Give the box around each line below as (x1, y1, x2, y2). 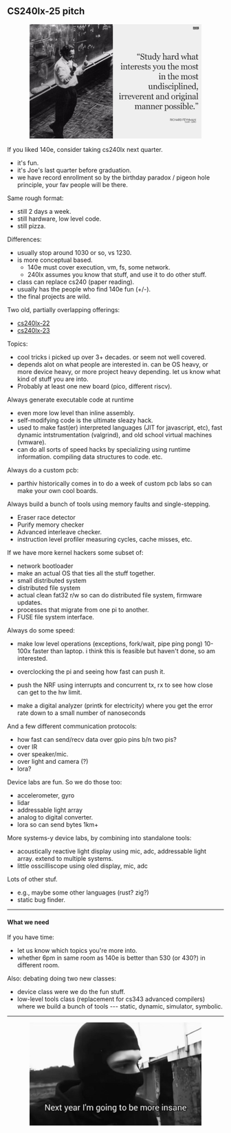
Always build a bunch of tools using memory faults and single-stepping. (7, 500, 211, 508)
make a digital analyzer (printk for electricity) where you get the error (16, 701, 213, 710)
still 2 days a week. (16, 208, 71, 216)
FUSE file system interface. (16, 613, 95, 621)
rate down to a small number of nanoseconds (16, 709, 146, 717)
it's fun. (16, 159, 39, 167)
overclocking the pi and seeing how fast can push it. (16, 668, 165, 676)
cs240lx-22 (16, 319, 50, 327)
